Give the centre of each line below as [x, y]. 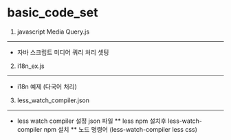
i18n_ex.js [31, 66]
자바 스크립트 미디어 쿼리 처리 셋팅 [63, 52]
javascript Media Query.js [53, 32]
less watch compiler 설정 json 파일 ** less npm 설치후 [92, 121]
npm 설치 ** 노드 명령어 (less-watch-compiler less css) [121, 129]
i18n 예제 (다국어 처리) [47, 86]
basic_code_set [53, 13]
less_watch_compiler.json [53, 100]
